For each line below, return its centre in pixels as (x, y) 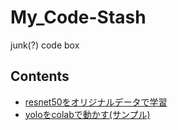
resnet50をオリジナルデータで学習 (96, 102)
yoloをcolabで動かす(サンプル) (87, 114)
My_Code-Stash (78, 17)
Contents (40, 76)
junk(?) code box (45, 45)
